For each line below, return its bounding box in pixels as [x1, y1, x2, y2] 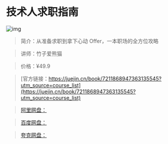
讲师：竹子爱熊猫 [20, 50, 62, 57]
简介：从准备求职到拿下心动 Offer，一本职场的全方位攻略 [20, 37, 159, 44]
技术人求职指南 [6, 5, 79, 19]
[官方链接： [20, 75, 49, 82]
